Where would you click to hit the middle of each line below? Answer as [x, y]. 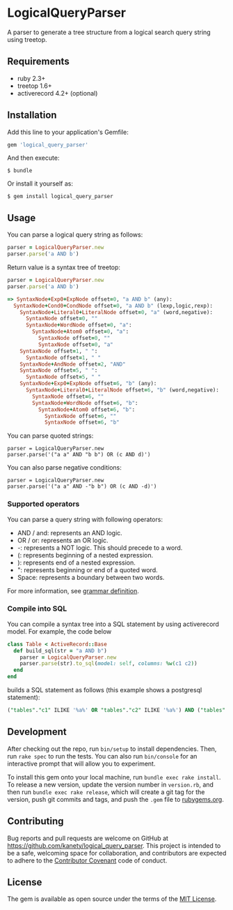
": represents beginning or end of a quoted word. [87, 569]
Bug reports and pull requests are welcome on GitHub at [88, 838]
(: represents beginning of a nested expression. [85, 555]
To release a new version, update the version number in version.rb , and [111, 784]
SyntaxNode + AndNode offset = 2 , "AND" [73, 364]
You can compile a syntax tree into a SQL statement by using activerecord [113, 624]
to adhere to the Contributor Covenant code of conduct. [87, 860]
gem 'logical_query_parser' [48, 144]
